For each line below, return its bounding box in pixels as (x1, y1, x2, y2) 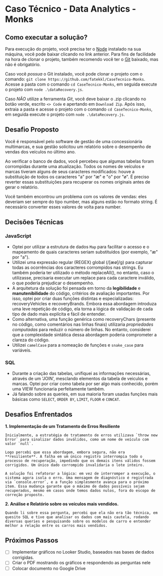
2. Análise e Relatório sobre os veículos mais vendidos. (5, 501, 119, 507)
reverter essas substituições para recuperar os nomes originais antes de (5, 179, 150, 185)
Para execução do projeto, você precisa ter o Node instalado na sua (5, 46, 141, 52)
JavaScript (5, 233, 32, 240)
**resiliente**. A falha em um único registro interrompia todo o (5, 454, 143, 459)
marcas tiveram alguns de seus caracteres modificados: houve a (5, 168, 135, 174)
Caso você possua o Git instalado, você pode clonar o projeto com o (5, 71, 143, 76)
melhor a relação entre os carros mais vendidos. (5, 523, 108, 528)
